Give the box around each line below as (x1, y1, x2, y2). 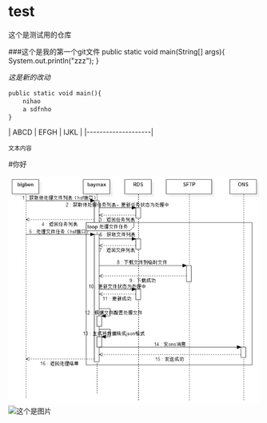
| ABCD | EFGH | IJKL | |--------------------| (8, 127, 154, 137)
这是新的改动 (8, 72, 50, 82)
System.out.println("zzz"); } (8, 55, 99, 66)
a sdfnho (22, 105, 52, 114)
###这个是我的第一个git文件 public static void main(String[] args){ (8, 46, 225, 56)
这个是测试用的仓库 (8, 30, 72, 39)
